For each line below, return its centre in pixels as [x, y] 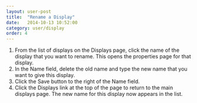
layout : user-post [29, 11]
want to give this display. [45, 75]
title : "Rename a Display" [41, 17]
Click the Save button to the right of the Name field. [77, 82]
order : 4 [17, 34]
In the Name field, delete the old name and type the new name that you [101, 69]
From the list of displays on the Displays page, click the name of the [97, 50]
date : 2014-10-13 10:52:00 [42, 22]
